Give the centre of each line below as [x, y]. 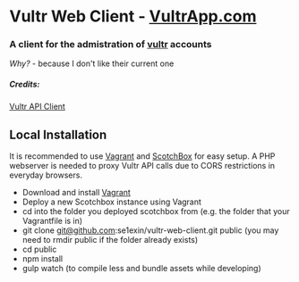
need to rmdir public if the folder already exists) [110, 240]
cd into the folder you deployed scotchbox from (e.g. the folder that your [156, 211]
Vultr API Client [37, 107]
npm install [43, 259]
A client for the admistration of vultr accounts [111, 45]
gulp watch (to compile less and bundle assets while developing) [141, 269]
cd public [39, 249]
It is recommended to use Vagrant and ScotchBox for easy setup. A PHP [142, 156]
